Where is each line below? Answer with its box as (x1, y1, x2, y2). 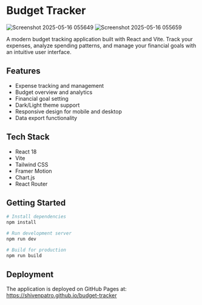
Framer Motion (15, 167, 53, 175)
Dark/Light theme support (15, 101, 80, 109)
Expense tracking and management (15, 82, 104, 89)
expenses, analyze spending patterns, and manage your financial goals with (6, 42, 197, 49)
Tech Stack (6, 132, 50, 142)
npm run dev (6, 236, 36, 242)
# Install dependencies (6, 213, 67, 220)
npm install (6, 220, 36, 226)
